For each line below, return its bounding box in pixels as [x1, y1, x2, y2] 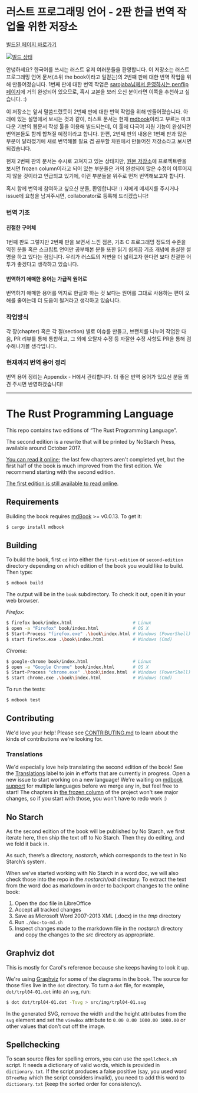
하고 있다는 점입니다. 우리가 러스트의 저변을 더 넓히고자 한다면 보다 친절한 [16, 253, 186, 261]
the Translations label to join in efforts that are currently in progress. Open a [6, 770, 190, 777]
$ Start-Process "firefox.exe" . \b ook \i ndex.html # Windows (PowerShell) [6, 630, 192, 637]
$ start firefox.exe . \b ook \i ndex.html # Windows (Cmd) [6, 636, 173, 642]
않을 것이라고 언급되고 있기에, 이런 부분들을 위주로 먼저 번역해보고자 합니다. [12, 172, 186, 179]
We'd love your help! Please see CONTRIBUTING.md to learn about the [6, 729, 179, 736]
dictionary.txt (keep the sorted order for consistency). [6, 1081, 142, 1088]
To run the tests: [6, 686, 46, 693]
